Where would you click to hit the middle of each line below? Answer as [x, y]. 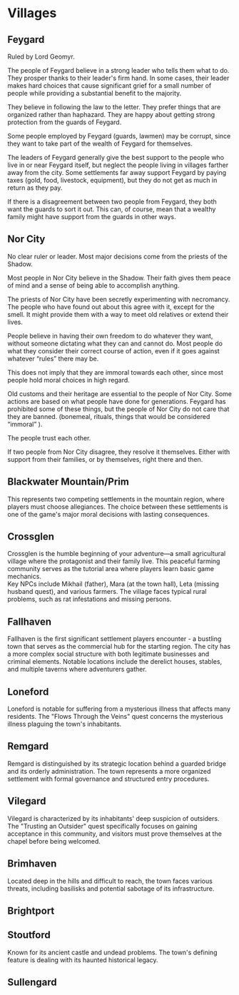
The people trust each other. [49, 438]
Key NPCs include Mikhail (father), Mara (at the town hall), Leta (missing [113, 584]
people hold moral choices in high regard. [68, 380]
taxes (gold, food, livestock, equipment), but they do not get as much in [112, 180]
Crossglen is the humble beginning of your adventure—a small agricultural [117, 554]
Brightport [31, 910]
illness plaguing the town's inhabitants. [65, 724]
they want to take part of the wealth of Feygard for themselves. [100, 143]
